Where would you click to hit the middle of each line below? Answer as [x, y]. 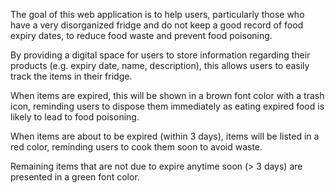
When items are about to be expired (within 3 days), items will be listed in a [165, 136]
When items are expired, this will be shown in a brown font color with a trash [167, 95]
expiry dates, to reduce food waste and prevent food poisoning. [141, 35]
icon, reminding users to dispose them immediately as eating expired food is [167, 106]
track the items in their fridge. [71, 76]
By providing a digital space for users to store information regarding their [160, 55]
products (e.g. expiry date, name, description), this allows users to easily [160, 65]
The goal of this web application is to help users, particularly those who [157, 14]
